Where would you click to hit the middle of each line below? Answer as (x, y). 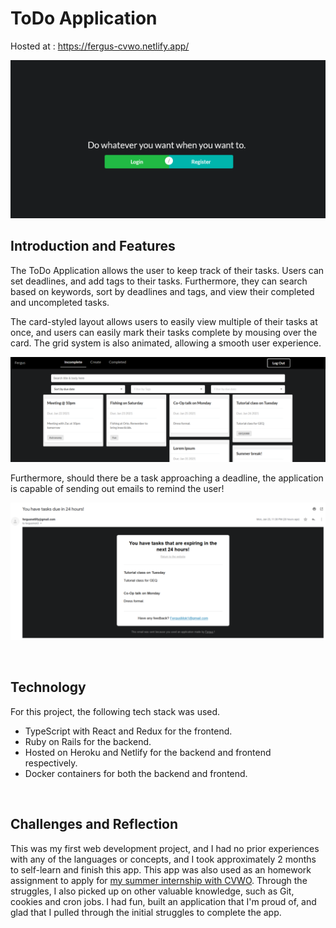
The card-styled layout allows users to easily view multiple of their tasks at (164, 321)
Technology (48, 687)
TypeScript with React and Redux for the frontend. (128, 731)
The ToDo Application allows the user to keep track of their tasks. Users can (167, 270)
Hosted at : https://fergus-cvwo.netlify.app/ (100, 46)
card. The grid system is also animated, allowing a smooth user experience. (166, 343)
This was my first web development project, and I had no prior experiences (165, 848)
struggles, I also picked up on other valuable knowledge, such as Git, (152, 891)
